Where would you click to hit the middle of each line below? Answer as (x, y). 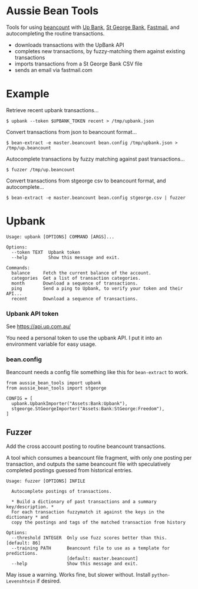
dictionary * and (27, 518)
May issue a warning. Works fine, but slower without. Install (78, 575)
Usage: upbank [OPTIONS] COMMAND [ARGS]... (60, 237)
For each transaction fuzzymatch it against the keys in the (88, 512)
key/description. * (30, 507)
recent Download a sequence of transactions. (75, 299)
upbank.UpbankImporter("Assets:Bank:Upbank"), (70, 404)
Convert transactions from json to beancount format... (72, 132)
